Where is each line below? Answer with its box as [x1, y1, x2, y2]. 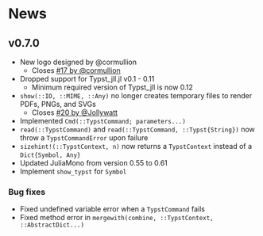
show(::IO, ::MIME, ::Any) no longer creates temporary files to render [19, 91, 253, 100]
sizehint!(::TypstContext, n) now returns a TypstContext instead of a [19, 142, 253, 150]
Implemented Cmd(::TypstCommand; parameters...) [19, 116, 187, 125]
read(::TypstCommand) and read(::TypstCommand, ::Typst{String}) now [19, 124, 256, 134]
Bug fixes [8, 186, 46, 197]
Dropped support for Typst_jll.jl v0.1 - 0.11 [19, 74, 155, 83]
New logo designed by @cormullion [19, 57, 137, 67]
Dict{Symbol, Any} [19, 151, 81, 159]
